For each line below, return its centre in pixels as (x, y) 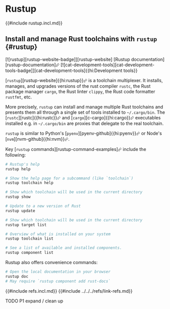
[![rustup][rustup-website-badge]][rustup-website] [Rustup (68, 59)
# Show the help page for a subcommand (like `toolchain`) (69, 178)
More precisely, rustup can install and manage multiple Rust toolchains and (84, 107)
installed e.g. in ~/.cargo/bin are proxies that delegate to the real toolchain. (84, 123)
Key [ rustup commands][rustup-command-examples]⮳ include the (76, 149)
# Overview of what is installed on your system (58, 234)
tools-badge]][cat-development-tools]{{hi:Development (64, 70)
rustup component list (29, 253)
